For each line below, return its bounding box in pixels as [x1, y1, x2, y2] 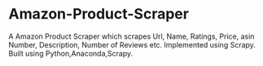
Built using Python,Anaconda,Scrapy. [8, 48, 133, 58]
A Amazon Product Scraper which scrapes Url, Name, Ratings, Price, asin [8, 31, 255, 41]
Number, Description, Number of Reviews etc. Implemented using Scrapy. [8, 39, 256, 49]
